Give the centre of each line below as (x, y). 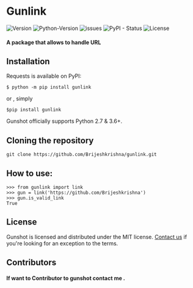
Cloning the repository (50, 140)
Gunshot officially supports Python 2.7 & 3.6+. (64, 121)
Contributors (31, 263)
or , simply (20, 98)
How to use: (30, 173)
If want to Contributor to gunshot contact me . (66, 278)
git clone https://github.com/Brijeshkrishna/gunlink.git (82, 155)
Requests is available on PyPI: (44, 76)
